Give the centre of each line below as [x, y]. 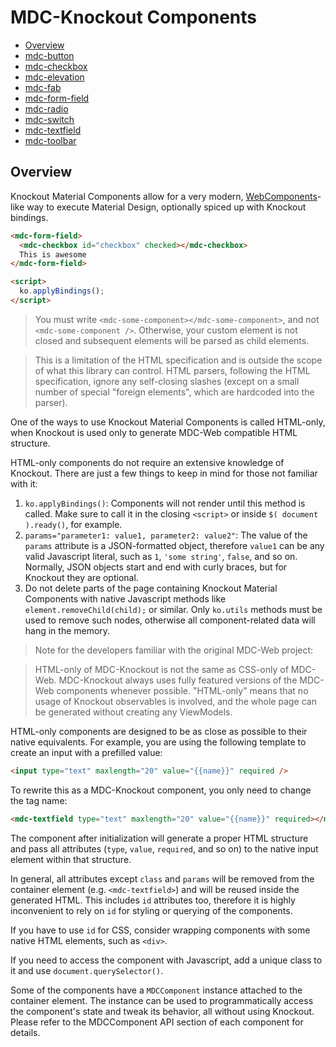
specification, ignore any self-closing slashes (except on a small [167, 381]
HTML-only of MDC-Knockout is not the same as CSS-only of [161, 669]
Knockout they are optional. [81, 577]
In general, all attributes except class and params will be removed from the [162, 878]
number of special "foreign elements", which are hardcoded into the [174, 392]
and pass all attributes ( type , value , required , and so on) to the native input [164, 848]
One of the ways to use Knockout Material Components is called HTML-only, [168, 422]
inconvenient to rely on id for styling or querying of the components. [151, 910]
